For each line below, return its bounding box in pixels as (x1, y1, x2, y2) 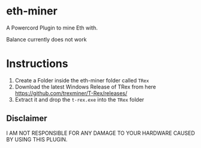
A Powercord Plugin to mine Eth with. (6, 24, 98, 31)
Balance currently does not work (6, 35, 87, 43)
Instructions (6, 57, 68, 70)
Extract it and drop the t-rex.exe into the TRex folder (14, 96, 145, 103)
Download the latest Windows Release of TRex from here (14, 83, 156, 90)
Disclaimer (6, 113, 47, 124)
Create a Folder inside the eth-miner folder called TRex (14, 76, 149, 84)
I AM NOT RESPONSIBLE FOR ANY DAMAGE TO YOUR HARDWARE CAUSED (6, 129, 195, 137)
